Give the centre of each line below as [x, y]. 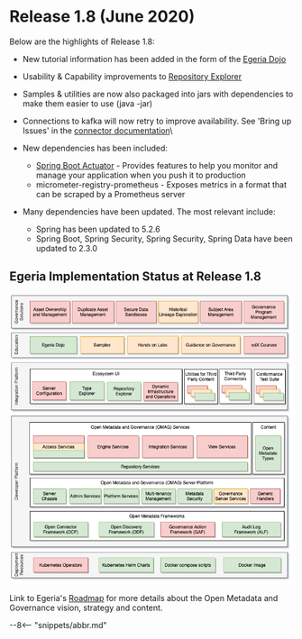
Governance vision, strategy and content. [86, 607]
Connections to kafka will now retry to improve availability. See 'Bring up [157, 121]
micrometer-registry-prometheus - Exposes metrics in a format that [161, 184]
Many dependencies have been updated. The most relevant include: [149, 211]
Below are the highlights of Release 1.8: [82, 41]
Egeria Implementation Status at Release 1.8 [135, 277]
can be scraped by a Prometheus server [110, 194]
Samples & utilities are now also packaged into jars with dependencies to [158, 94]
